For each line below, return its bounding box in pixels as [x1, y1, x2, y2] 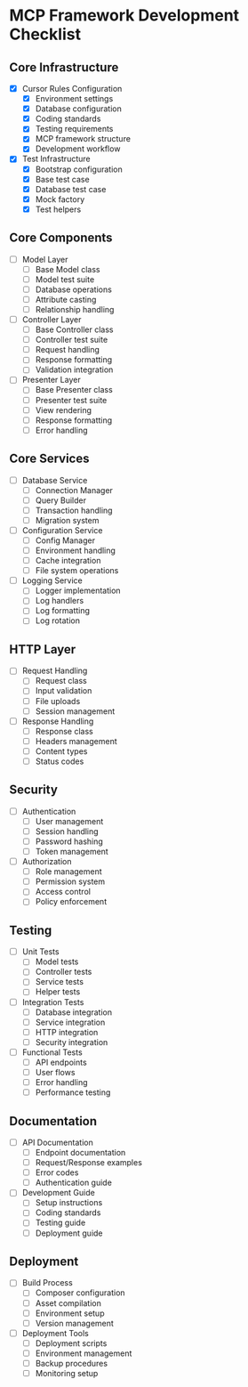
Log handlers [35, 596, 84, 606]
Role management [35, 866, 102, 877]
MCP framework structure [35, 134, 132, 144]
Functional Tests [21, 1047, 83, 1058]
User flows [35, 1067, 76, 1077]
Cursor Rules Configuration [21, 84, 123, 93]
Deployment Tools [21, 1327, 89, 1338]
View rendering [35, 404, 92, 415]
